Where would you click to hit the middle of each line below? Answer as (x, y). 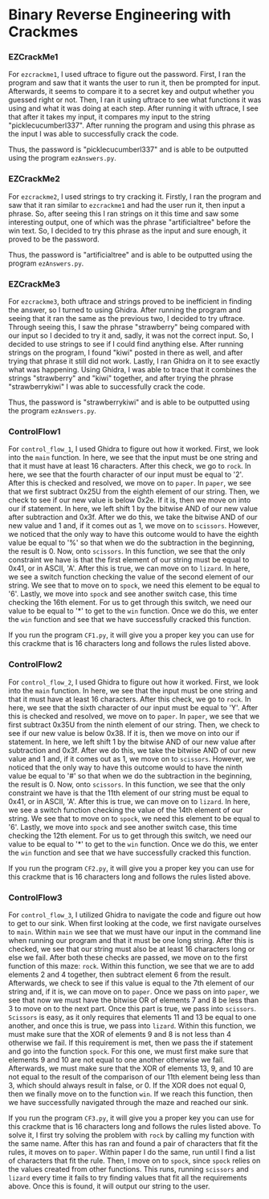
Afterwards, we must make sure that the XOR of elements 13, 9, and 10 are (131, 1068)
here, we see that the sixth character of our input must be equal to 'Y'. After (133, 707)
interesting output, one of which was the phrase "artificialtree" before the (130, 222)
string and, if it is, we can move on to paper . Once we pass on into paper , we (134, 991)
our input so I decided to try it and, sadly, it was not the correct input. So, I (131, 335)
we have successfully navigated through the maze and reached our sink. (128, 1102)
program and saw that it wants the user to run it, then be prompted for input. (134, 83)
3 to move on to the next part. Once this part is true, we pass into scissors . (132, 1008)
